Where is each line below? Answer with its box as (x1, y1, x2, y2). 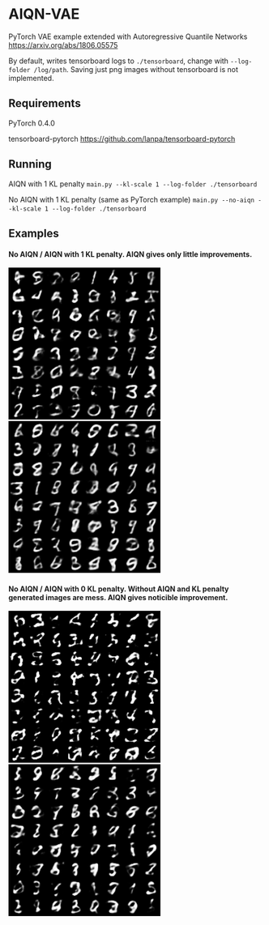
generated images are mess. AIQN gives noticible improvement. (8, 592, 228, 602)
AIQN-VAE (8, 5, 80, 23)
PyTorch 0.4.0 (8, 118, 55, 128)
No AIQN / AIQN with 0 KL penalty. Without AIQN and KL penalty (8, 584, 229, 594)
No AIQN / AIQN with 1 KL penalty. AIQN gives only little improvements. (8, 249, 253, 259)
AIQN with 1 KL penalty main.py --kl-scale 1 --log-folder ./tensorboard (8, 179, 258, 189)
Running (8, 157, 53, 171)
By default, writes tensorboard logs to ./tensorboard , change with (8, 56, 229, 66)
